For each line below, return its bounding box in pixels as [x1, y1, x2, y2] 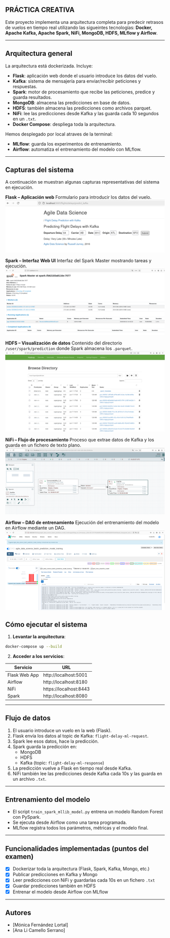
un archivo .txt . [12, 776, 47, 782]
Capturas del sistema [5, 166, 74, 175]
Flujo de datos [5, 714, 51, 722]
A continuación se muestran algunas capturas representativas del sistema [5, 179, 159, 185]
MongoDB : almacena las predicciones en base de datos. [12, 99, 131, 106]
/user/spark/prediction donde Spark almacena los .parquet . [5, 345, 133, 352]
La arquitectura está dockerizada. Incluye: [5, 62, 93, 69]
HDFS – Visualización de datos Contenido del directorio [5, 340, 122, 346]
